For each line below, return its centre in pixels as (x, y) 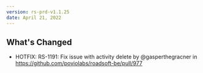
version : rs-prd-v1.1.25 (38, 12)
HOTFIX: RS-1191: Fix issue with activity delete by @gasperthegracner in (106, 57)
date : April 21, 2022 (34, 18)
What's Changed (39, 42)
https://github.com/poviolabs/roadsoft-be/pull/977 (79, 63)
